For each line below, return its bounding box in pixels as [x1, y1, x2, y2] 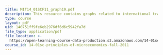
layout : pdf [5, 20, 29, 25]
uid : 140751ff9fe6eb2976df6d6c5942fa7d [5, 25, 86, 30]
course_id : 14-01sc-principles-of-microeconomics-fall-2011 [5, 43, 130, 47]
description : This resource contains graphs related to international [5, 11, 151, 16]
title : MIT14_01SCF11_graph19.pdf [5, 7, 75, 12]
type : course [5, 16, 32, 21]
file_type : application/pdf [5, 29, 62, 34]
